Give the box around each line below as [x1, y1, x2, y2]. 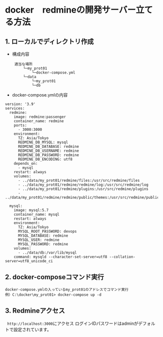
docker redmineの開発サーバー [5, 4, 136, 16]
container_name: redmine [14, 119, 64, 124]
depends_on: [14, 161, 38, 166]
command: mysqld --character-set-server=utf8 [14, 255, 108, 259]
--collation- [109, 255, 136, 259]
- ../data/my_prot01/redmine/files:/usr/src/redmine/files [17, 178, 140, 183]
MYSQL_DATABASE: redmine [17, 233, 68, 238]
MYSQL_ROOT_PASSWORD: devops [17, 229, 77, 234]
